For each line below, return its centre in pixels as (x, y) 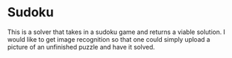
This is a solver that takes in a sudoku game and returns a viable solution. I (116, 32)
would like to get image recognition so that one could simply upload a (109, 39)
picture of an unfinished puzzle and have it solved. (81, 47)
